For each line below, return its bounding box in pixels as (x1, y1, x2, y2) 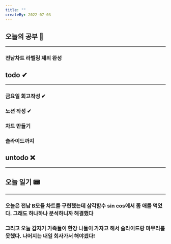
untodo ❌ (5, 154, 36, 162)
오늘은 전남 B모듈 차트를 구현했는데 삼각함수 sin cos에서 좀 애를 (5, 202, 152, 209)
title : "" (5, 7, 26, 13)
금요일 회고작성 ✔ (5, 93, 46, 100)
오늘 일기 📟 (5, 177, 40, 186)
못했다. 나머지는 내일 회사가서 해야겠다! (5, 232, 95, 239)
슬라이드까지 (5, 137, 35, 144)
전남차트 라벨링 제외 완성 (5, 54, 62, 62)
